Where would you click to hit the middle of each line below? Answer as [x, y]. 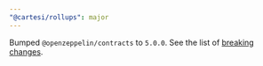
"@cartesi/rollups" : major [59, 17]
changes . [26, 51]
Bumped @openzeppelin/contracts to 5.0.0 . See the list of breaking [132, 42]
